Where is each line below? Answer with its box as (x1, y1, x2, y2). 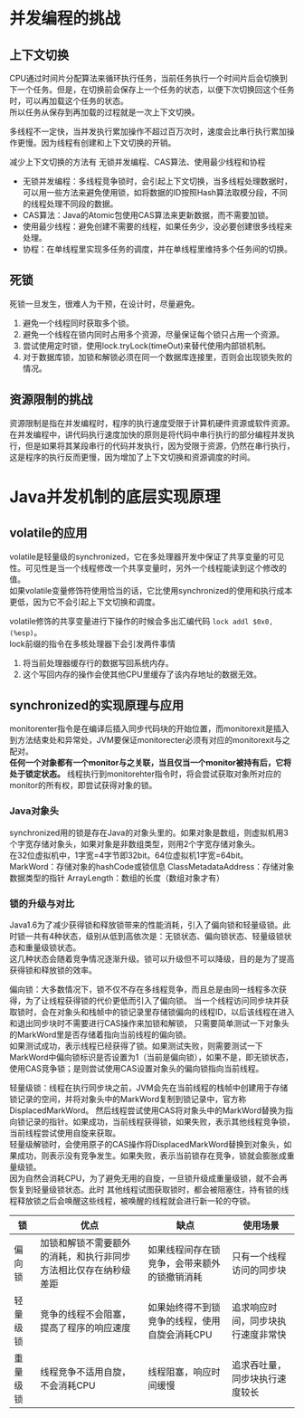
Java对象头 (9, 804, 60, 817)
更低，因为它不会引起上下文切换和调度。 (9, 596, 160, 607)
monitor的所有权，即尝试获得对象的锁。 (9, 780, 157, 791)
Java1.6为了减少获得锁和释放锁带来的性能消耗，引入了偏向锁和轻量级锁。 (9, 919, 283, 930)
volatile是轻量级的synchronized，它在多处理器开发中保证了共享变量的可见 (9, 551, 285, 562)
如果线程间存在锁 (147, 1243, 221, 1256)
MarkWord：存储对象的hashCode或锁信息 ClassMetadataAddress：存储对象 (9, 861, 295, 871)
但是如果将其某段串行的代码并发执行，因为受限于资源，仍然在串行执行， (24, 440, 295, 451)
